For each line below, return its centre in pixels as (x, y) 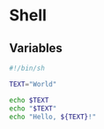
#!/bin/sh (27, 68)
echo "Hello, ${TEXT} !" (53, 117)
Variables (36, 48)
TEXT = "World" (33, 84)
